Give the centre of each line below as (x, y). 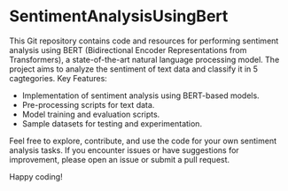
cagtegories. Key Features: (58, 78)
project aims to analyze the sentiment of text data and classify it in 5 (134, 69)
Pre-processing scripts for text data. (88, 104)
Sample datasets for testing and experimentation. (112, 123)
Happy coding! (36, 176)
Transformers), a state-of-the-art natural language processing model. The (144, 59)
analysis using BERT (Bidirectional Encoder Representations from (128, 50)
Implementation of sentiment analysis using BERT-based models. (140, 95)
